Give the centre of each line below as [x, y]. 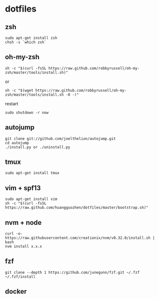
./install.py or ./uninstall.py [38, 147]
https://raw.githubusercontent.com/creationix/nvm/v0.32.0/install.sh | [80, 238]
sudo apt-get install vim [31, 199]
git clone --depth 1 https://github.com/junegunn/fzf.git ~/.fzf [72, 272]
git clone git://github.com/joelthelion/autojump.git [61, 139]
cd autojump [17, 143]
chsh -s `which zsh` [26, 42]
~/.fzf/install [20, 277]
